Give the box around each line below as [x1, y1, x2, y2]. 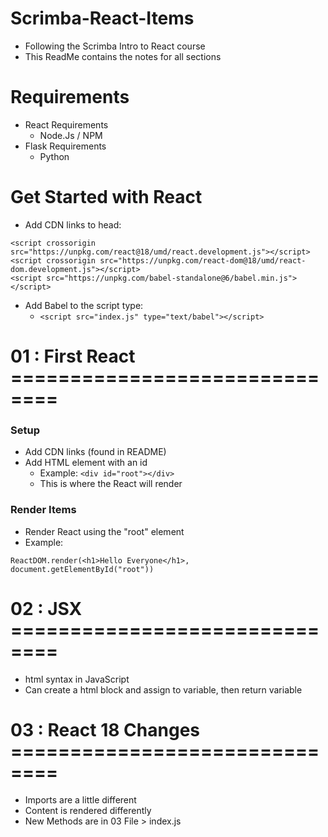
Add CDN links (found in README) [24, 446, 167, 458]
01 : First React [10, 345, 136, 367]
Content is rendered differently [24, 805, 152, 817]
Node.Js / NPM [39, 129, 103, 141]
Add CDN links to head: [24, 218, 122, 231]
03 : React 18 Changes [10, 718, 200, 741]
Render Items [10, 503, 77, 517]
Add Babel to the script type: [24, 299, 144, 311]
